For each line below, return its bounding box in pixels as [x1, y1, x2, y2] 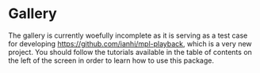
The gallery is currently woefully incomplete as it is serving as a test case [8, 31, 248, 40]
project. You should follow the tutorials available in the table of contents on [8, 47, 252, 57]
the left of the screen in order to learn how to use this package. [8, 56, 214, 65]
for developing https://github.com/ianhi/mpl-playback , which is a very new [8, 38, 252, 48]
